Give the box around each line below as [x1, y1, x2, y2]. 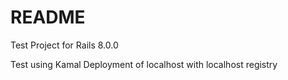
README [10, 6, 86, 29]
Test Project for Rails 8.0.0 [10, 39, 119, 51]
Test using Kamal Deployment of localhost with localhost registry [10, 58, 278, 70]
